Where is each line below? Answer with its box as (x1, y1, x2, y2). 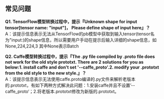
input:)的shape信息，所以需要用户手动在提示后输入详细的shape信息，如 (11, 37, 157, 43)
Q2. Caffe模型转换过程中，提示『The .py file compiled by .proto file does (5, 53, 155, 59)
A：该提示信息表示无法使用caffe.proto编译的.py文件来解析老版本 (5, 76, 136, 82)
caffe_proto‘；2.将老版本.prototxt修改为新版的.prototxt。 (5, 88, 119, 94)
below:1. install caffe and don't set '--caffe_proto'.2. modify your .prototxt (5, 64, 160, 70)
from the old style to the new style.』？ (5, 70, 86, 76)
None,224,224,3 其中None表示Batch (5, 43, 79, 49)
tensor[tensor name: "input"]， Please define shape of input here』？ (5, 25, 150, 30)
